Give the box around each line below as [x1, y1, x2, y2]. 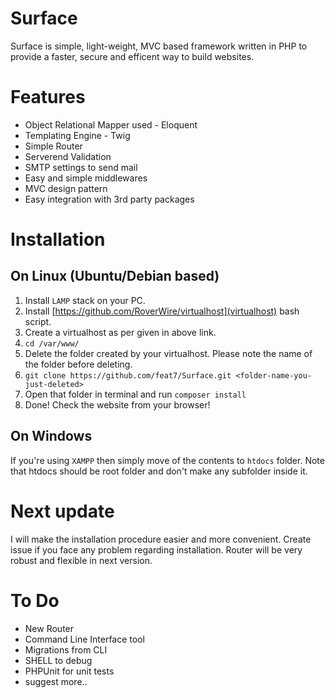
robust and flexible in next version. [10, 554, 153, 566]
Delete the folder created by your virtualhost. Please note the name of [24, 347, 313, 359]
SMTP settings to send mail [24, 161, 138, 173]
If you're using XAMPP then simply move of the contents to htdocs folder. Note [10, 454, 325, 466]
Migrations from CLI [24, 643, 108, 656]
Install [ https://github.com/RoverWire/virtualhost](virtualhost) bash [24, 305, 300, 317]
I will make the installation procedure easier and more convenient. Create [10, 533, 312, 545]
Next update [10, 500, 115, 522]
